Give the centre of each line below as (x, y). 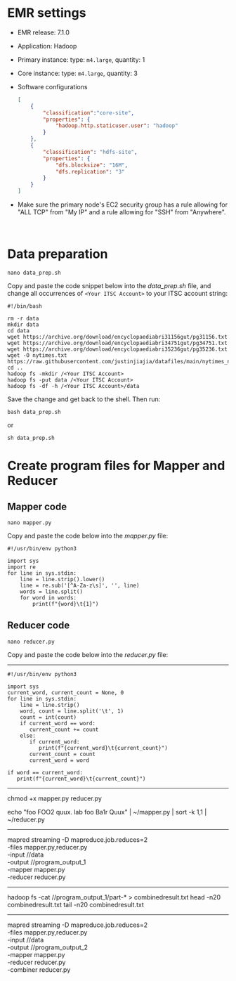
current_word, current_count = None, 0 (66, 693)
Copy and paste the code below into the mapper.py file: (88, 536)
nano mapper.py (29, 523)
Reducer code (39, 626)
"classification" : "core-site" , (89, 113)
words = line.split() (51, 592)
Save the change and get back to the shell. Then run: (84, 399)
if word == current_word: (45, 772)
